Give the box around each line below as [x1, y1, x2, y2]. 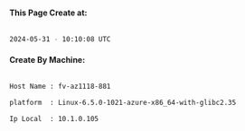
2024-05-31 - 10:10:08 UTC [9, 35, 111, 44]
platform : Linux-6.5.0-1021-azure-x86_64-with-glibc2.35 [9, 99, 237, 108]
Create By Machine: [9, 54, 86, 65]
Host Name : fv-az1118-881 [9, 82, 111, 92]
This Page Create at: [9, 7, 88, 18]
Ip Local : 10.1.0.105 [9, 115, 99, 124]
